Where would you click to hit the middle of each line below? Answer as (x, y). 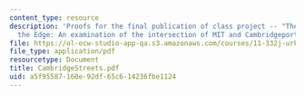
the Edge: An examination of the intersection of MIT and (130, 34)
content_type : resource (54, 18)
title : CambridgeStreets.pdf (64, 69)
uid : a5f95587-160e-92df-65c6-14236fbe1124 (93, 77)
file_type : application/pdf (63, 52)
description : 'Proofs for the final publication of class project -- (144, 26)
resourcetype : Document (54, 60)
